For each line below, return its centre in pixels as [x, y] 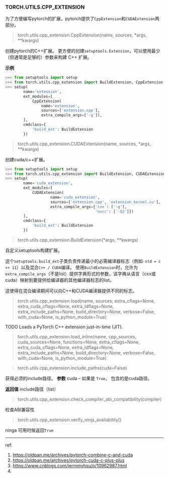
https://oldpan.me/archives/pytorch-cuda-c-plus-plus [68, 460]
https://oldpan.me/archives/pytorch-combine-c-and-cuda [73, 455]
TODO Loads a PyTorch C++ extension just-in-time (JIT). [64, 327]
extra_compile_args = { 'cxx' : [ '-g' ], [89, 207]
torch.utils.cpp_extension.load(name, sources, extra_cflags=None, [86, 301]
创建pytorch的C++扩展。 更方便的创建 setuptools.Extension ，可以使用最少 [83, 51]
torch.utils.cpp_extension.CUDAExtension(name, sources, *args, [84, 144]
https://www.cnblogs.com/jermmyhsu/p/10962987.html [70, 465]
